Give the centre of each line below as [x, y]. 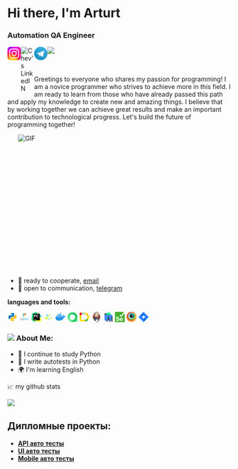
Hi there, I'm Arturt [64, 13]
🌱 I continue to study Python [59, 354]
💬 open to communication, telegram [70, 288]
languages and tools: [39, 302]
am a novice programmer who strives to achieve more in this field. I [132, 87]
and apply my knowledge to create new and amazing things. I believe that [115, 102]
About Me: [34, 338]
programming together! [42, 125]
